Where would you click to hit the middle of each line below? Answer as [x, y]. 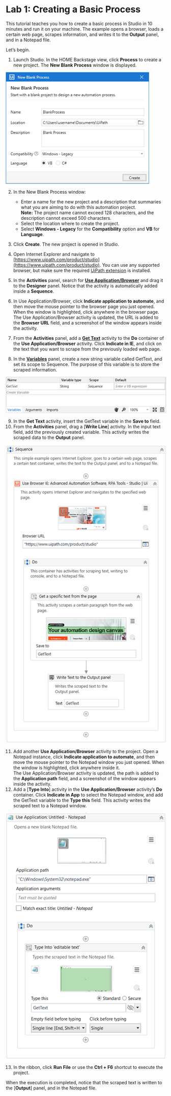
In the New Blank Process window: [49, 192]
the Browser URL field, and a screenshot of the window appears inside [87, 322]
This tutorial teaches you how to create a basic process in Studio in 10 [79, 24]
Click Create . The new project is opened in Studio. [66, 244]
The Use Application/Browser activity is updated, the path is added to [86, 773]
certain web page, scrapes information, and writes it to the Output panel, [82, 34]
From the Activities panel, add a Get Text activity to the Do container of [89, 338]
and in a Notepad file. [28, 40]
